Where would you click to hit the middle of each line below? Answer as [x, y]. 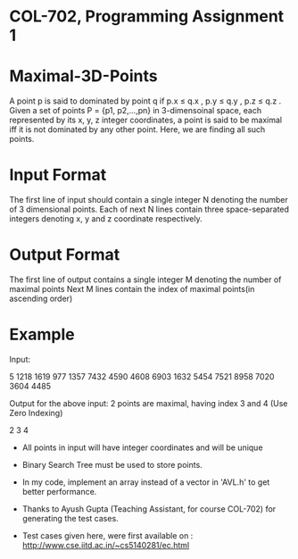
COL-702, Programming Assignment [147, 17]
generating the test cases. [70, 518]
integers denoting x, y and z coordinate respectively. [106, 219]
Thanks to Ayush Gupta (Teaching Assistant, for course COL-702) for [149, 509]
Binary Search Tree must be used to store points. [112, 464]
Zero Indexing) [36, 413]
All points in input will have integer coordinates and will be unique [142, 447]
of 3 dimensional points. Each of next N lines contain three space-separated [149, 209]
